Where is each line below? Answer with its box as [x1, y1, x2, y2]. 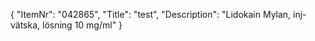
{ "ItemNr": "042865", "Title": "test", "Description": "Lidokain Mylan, [10, 9, 292, 20]
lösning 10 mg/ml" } [42, 19, 123, 31]
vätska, [10, 19, 41, 31]
